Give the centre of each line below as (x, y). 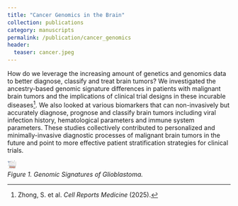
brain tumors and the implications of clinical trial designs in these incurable (117, 96)
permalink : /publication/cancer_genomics (69, 38)
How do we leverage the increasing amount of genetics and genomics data (117, 74)
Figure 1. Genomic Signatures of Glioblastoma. (75, 174)
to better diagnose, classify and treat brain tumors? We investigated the (112, 81)
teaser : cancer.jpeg (44, 53)
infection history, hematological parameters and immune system (101, 120)
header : (19, 45)
